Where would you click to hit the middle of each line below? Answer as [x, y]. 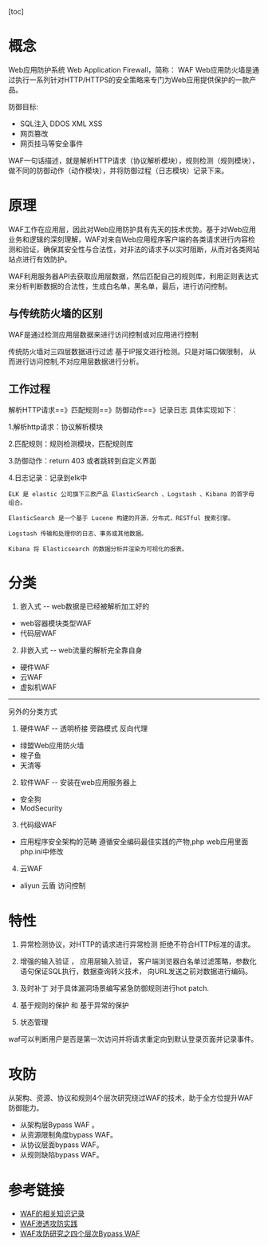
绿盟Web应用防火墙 [52, 746]
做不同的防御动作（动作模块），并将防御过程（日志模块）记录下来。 [118, 170]
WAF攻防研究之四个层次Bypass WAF [80, 1234]
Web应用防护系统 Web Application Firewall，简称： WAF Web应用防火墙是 [130, 69]
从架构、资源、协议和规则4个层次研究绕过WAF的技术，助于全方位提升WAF [131, 1098]
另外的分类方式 [33, 712]
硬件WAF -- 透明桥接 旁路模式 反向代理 [84, 728]
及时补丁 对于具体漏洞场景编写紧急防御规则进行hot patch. [114, 988]
